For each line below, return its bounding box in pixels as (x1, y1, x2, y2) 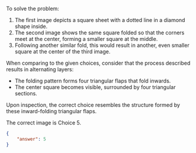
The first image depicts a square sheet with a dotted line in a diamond (14, 17, 185, 23)
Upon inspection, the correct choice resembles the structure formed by (6, 101, 181, 109)
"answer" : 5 (17, 136, 46, 142)
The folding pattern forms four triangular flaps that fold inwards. (14, 77, 171, 84)
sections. (14, 90, 37, 97)
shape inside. (14, 23, 48, 30)
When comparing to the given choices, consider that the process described (6, 59, 191, 66)
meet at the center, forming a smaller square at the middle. (14, 36, 158, 42)
